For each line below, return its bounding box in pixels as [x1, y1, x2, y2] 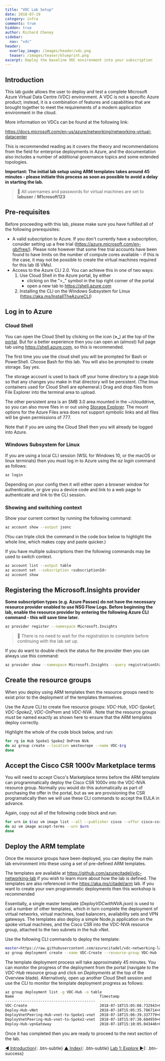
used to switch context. [5, 554, 53, 560]
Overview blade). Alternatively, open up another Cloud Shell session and [5, 974, 152, 981]
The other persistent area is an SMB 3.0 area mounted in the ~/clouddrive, [5, 399, 156, 405]
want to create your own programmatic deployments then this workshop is [5, 885, 156, 891]
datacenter [5, 134, 27, 140]
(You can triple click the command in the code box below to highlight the [5, 533, 152, 539]
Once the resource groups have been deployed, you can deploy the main [5, 855, 153, 861]
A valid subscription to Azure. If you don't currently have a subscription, [12, 236, 158, 241]
